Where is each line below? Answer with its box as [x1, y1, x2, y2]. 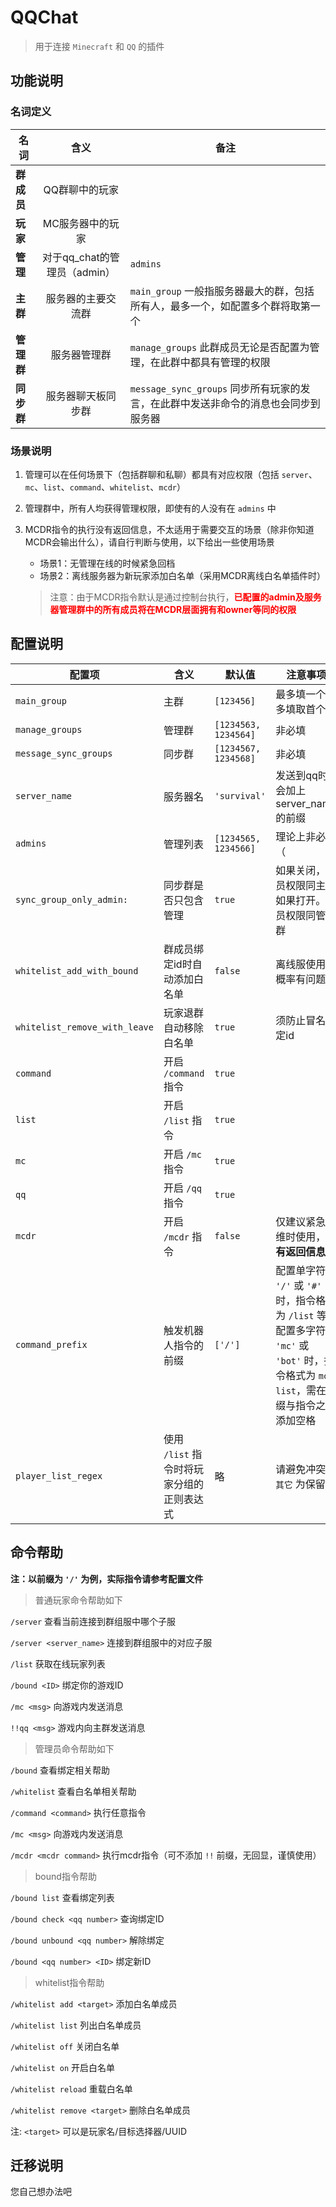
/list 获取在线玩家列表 [10, 1657, 106, 1670]
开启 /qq [163, 1181, 202, 1195]
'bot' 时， [275, 1353, 325, 1367]
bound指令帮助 [34, 1870, 97, 1882]
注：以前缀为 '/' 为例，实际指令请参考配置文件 [10, 1572, 204, 1585]
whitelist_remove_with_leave [15, 1021, 154, 1033]
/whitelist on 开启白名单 [10, 2061, 116, 2073]
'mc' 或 [275, 1338, 310, 1352]
